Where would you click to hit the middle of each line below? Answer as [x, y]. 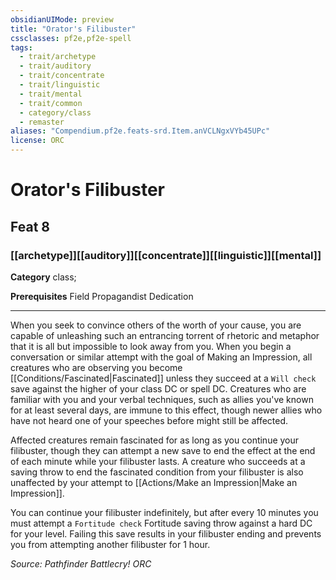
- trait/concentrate [62, 76]
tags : [21, 47]
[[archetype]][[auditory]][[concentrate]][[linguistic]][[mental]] [166, 255]
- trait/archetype [58, 57]
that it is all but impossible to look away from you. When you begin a [151, 346]
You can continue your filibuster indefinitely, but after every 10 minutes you [164, 512]
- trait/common [51, 103]
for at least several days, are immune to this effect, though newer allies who [166, 410]
